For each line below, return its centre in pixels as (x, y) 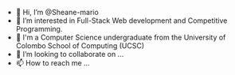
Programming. (39, 29)
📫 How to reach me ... (53, 63)
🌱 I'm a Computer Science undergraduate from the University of (121, 37)
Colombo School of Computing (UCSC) (80, 46)
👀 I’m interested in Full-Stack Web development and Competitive (121, 21)
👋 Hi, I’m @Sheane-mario (57, 12)
